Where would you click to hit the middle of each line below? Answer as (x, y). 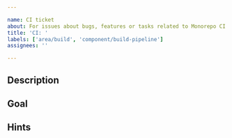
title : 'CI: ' (28, 33)
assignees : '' (28, 46)
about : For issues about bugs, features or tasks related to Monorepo (112, 26)
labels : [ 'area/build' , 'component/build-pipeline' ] (85, 39)
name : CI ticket (31, 20)
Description (33, 80)
